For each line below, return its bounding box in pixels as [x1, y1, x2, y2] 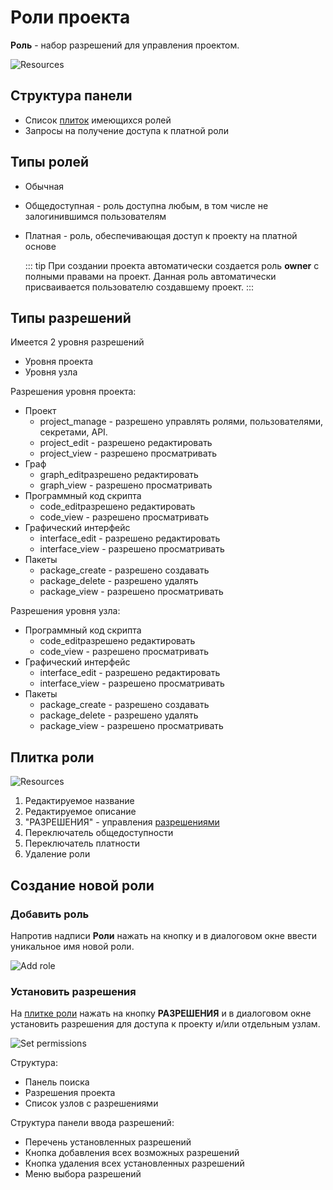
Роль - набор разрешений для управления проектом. [10, 39, 240, 51]
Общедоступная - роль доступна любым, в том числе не [24, 199, 269, 211]
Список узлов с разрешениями [24, 1097, 159, 1110]
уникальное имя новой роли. [10, 940, 135, 952]
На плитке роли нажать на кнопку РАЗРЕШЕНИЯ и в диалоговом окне [10, 1007, 312, 1020]
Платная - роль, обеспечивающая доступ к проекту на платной [24, 229, 298, 241]
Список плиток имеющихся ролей [24, 114, 172, 126]
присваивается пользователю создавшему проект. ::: [24, 281, 255, 293]
